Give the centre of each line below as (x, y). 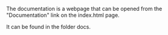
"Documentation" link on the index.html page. (63, 15)
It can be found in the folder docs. (49, 27)
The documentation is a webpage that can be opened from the (84, 9)
